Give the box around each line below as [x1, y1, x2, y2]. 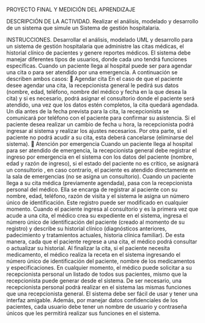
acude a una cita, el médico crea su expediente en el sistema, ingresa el [6, 212, 188, 219]
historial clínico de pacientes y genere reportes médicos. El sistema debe [6, 49, 191, 56]
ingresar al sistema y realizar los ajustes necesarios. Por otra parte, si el [6, 127, 188, 134]
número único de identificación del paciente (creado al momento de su [6, 218, 185, 226]
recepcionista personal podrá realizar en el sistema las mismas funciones [6, 284, 192, 291]
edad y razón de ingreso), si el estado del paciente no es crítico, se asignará [6, 160, 199, 167]
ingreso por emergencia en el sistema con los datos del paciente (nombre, [6, 153, 194, 161]
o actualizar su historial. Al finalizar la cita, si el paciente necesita [6, 245, 170, 251]
